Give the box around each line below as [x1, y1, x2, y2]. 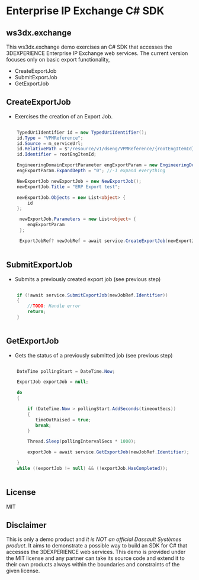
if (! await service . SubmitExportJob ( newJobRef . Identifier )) [17, 292, 168, 298]
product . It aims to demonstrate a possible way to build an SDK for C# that [6, 542, 188, 549]
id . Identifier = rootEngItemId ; [17, 152, 97, 157]
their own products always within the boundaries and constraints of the [6, 561, 180, 568]
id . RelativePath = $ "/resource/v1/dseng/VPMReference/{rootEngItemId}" [17, 146, 197, 152]
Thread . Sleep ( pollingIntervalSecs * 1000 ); [27, 439, 136, 444]
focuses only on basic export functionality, [6, 56, 110, 63]
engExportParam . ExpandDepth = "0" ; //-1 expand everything [17, 167, 166, 174]
